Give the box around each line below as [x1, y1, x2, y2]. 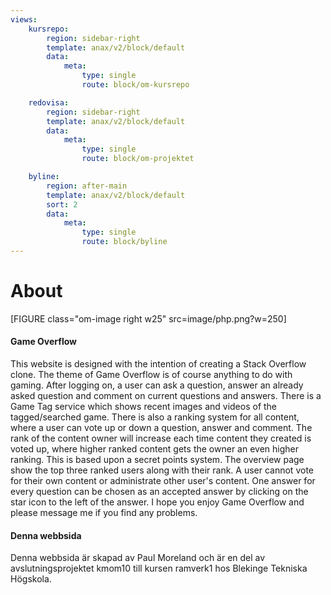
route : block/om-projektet [81, 154, 195, 164]
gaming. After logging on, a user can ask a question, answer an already [10, 379, 304, 391]
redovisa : [28, 97, 70, 108]
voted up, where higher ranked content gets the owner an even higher [10, 443, 299, 455]
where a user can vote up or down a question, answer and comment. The [10, 422, 313, 434]
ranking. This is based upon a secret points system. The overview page [10, 454, 305, 466]
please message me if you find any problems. [10, 507, 198, 519]
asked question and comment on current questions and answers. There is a [10, 390, 322, 402]
